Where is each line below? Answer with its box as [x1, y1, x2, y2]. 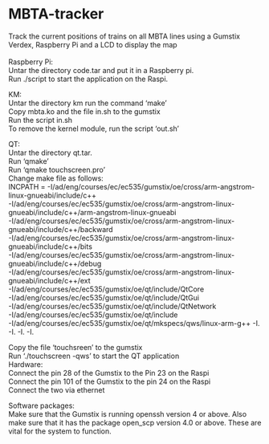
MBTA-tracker [8, 5, 104, 23]
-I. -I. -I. [8, 327, 35, 336]
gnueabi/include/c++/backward [8, 224, 114, 234]
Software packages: [8, 401, 75, 410]
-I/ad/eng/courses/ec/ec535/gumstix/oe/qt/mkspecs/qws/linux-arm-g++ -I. [8, 318, 260, 328]
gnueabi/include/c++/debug [8, 259, 102, 268]
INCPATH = [8, 181, 46, 191]
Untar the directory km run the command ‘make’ [8, 98, 167, 108]
